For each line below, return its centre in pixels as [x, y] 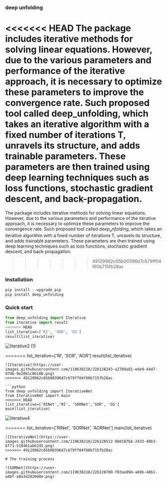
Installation [19, 279]
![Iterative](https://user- [34, 365]
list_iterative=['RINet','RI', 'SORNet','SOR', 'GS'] [62, 405]
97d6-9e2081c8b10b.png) [30, 374]
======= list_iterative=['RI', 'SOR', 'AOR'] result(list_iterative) [68, 356]
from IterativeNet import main [38, 396]
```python [15, 387]
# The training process [30, 459]
